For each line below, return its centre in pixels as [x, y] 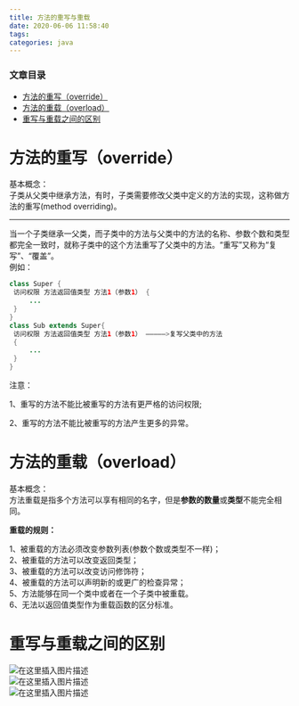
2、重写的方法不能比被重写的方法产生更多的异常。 [101, 423]
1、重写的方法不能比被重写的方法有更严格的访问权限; [105, 404]
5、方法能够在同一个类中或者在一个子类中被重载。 [101, 594]
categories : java [41, 42]
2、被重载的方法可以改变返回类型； [74, 560]
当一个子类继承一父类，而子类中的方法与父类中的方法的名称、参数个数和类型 [149, 234]
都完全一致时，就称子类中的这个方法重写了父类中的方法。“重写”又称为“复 [143, 245]
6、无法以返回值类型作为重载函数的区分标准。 [93, 605]
